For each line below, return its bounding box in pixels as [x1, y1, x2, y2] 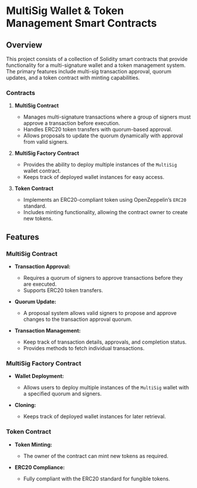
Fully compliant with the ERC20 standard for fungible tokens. [23, 475, 170, 482]
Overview [6, 40, 43, 50]
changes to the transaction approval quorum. [23, 316, 133, 323]
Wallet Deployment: [14, 372, 64, 379]
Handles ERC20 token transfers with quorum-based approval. [23, 126, 173, 133]
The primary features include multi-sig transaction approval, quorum [6, 68, 172, 74]
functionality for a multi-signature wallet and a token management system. [6, 62, 186, 69]
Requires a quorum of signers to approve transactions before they [23, 274, 183, 281]
